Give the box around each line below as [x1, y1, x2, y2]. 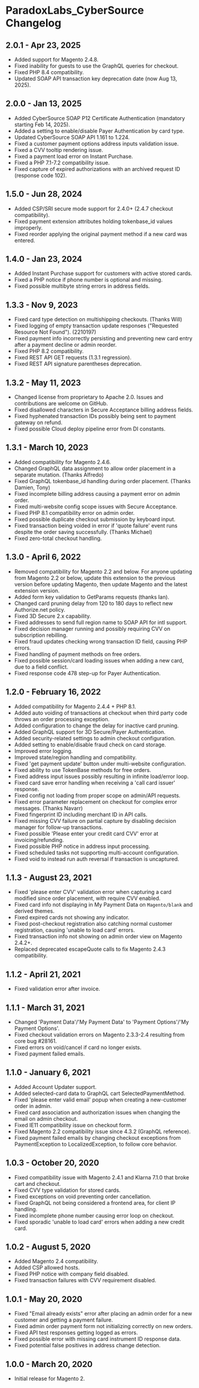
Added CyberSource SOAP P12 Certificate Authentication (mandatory [14, 114, 185, 121]
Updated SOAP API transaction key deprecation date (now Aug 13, [14, 75, 177, 82]
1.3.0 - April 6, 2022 [5, 552, 81, 562]
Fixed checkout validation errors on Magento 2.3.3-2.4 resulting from [14, 1031, 185, 1038]
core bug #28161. [14, 1037, 57, 1044]
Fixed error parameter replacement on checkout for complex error [14, 798, 177, 805]
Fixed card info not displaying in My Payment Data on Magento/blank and [14, 901, 193, 908]
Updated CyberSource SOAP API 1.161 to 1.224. [14, 133, 130, 141]
